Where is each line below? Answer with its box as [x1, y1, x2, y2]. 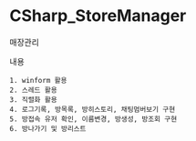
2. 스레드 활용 [9, 86, 57, 95]
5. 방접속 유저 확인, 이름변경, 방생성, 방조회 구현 [9, 115, 178, 124]
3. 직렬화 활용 [9, 95, 57, 105]
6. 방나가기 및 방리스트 [9, 124, 87, 133]
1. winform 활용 [9, 76, 67, 85]
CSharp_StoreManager [9, 5, 187, 26]
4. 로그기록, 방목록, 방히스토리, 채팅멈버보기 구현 [9, 105, 176, 114]
